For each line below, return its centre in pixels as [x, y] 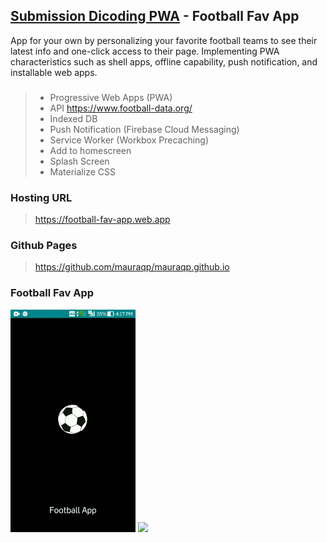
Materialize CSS [82, 171]
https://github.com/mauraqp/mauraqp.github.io [132, 267]
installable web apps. [54, 72]
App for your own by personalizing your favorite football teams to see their [164, 40]
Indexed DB [73, 118]
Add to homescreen [90, 150]
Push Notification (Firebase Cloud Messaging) [144, 129]
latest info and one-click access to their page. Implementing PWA [145, 51]
